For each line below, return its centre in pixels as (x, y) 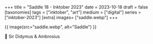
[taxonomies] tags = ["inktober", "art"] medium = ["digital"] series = (73, 12)
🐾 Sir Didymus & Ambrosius (32, 36)
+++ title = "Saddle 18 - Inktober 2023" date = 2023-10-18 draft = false (76, 7)
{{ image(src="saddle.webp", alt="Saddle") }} (51, 27)
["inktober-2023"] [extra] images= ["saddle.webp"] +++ (61, 17)
